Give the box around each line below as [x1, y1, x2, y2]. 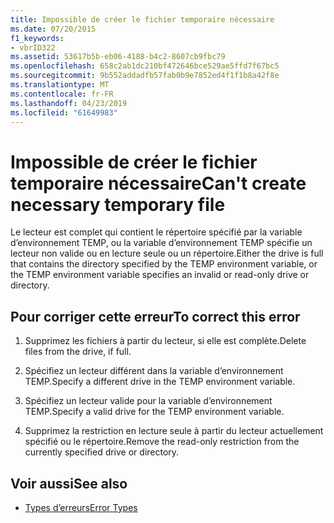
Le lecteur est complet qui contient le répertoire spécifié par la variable [10, 226, 303, 238]
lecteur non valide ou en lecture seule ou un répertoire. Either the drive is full [10, 247, 324, 260]
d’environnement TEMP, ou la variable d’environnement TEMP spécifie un [10, 237, 313, 249]
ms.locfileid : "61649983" [10, 107, 118, 118]
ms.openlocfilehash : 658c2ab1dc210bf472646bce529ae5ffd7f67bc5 [10, 61, 280, 71]
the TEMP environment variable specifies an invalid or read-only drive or [10, 269, 310, 281]
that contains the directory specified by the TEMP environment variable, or [10, 258, 318, 270]
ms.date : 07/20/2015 [10, 24, 97, 34]
